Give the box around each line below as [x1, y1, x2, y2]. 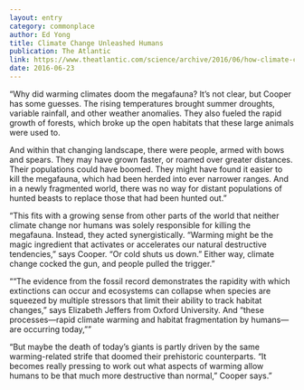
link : [9, 55, 30, 64]
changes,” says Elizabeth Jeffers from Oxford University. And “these [9, 304, 265, 315]
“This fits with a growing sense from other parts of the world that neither [9, 210, 280, 221]
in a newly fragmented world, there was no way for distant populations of [9, 183, 282, 194]
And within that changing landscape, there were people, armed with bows [9, 144, 285, 155]
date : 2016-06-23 [9, 64, 75, 73]
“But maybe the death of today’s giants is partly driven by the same [9, 341, 261, 352]
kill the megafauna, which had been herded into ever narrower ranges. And [9, 173, 290, 184]
